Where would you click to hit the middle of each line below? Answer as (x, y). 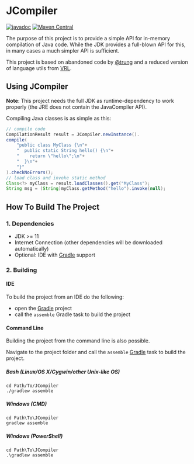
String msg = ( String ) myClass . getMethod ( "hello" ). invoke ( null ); (86, 189)
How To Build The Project (53, 207)
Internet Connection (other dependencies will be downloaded (88, 242)
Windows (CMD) (27, 404)
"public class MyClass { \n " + (52, 145)
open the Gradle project (43, 309)
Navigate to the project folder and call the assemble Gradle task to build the (96, 352)
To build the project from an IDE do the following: (65, 297)
